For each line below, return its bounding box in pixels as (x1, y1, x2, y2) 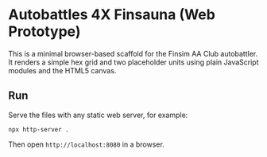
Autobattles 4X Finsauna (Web (8, 6, 216, 24)
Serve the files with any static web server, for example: (8, 110, 188, 120)
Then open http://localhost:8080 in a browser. (8, 139, 164, 149)
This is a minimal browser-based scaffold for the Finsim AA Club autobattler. (8, 49, 258, 58)
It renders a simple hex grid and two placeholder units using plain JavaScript (8, 57, 259, 67)
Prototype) (8, 22, 81, 41)
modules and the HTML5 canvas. (8, 65, 117, 75)
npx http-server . (8, 125, 69, 133)
